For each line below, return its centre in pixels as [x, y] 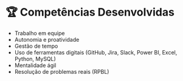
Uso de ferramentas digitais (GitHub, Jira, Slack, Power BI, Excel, [96, 52]
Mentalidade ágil [35, 65]
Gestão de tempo [36, 46]
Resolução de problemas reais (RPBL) [62, 71]
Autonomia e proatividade [47, 39]
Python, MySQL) [35, 59]
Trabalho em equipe [40, 33]
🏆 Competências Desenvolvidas [90, 12]
